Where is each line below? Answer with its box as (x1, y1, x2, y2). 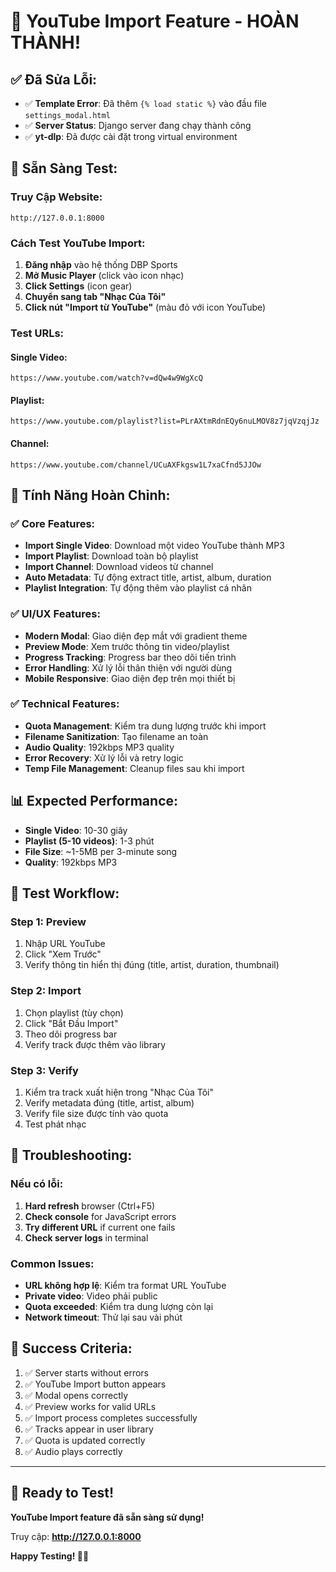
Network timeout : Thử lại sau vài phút (24, 1311, 183, 1323)
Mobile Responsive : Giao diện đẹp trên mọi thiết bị (24, 672, 236, 684)
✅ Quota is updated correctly (24, 1434, 146, 1446)
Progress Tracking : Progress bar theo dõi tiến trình (24, 651, 237, 663)
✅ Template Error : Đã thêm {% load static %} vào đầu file (24, 98, 268, 109)
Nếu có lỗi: (10, 1177, 64, 1191)
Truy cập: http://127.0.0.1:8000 (10, 1530, 142, 1542)
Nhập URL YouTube (24, 938, 106, 950)
